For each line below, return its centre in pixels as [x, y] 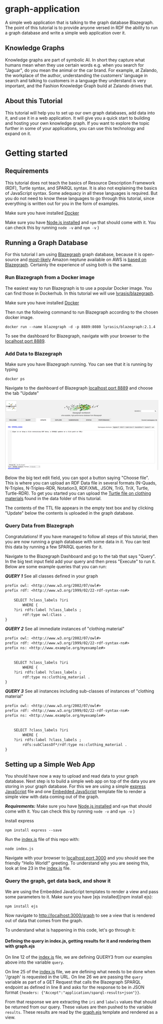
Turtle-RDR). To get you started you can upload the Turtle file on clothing [78, 493]
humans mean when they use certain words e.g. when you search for [74, 65]
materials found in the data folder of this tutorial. [54, 499]
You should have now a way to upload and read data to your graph [72, 776]
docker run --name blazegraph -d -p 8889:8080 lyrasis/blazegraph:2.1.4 [80, 327]
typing [11, 369]
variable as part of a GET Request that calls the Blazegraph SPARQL [73, 982]
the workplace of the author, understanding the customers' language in [76, 75]
